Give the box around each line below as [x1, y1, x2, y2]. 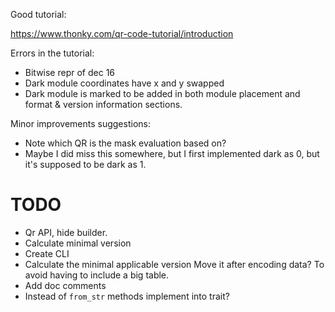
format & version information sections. [24, 99, 183, 110]
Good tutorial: [10, 9, 67, 20]
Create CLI [24, 247, 70, 259]
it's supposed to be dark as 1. [24, 159, 147, 170]
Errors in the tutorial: [10, 47, 95, 59]
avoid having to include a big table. [24, 269, 170, 281]
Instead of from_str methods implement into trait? [24, 290, 230, 302]
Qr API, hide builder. [24, 226, 108, 238]
